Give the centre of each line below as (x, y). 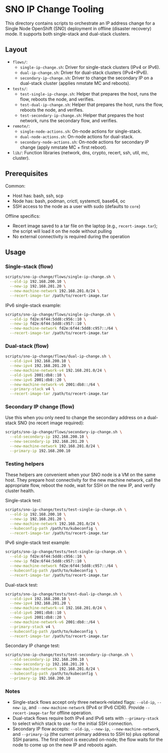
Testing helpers (25, 463)
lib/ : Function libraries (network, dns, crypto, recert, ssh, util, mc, (81, 152)
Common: (15, 186)
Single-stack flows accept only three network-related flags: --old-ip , (84, 702)
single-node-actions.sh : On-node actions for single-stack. (81, 131)
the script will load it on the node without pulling (62, 231)
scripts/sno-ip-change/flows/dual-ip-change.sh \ (58, 356)
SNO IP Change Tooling (55, 9)
